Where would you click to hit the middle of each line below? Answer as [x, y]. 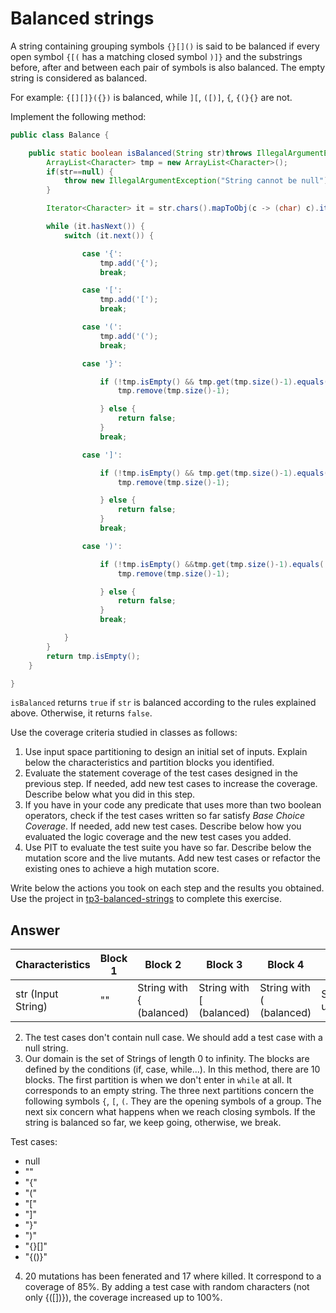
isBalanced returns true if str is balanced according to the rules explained [163, 703]
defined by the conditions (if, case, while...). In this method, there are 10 [172, 1069]
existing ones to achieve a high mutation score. [122, 869]
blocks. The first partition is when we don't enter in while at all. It [158, 1080]
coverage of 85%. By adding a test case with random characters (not [167, 1287]
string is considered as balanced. [79, 78]
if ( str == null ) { [80, 172]
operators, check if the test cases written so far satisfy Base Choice [164, 816]
